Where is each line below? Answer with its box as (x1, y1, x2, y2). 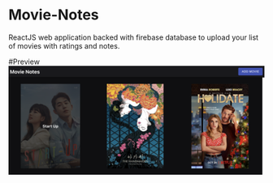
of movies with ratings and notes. (8, 40, 120, 50)
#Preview (8, 57, 41, 66)
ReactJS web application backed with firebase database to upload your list (8, 32, 258, 42)
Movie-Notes (8, 6, 99, 24)
